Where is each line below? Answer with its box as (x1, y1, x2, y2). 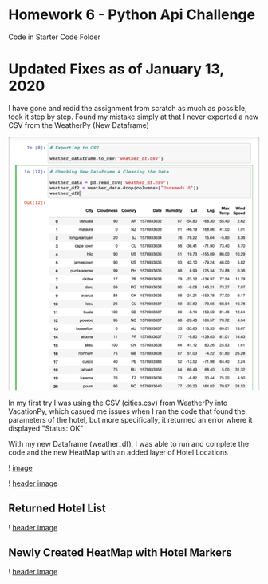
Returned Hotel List (8, 502, 106, 515)
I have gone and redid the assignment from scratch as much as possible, (8, 103, 247, 113)
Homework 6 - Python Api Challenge (8, 6, 256, 24)
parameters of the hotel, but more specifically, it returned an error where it (8, 415, 253, 424)
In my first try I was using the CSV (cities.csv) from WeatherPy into (8, 398, 228, 407)
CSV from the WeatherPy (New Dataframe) (8, 120, 150, 129)
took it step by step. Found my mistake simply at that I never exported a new (8, 112, 259, 121)
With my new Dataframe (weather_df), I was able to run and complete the (8, 439, 250, 448)
